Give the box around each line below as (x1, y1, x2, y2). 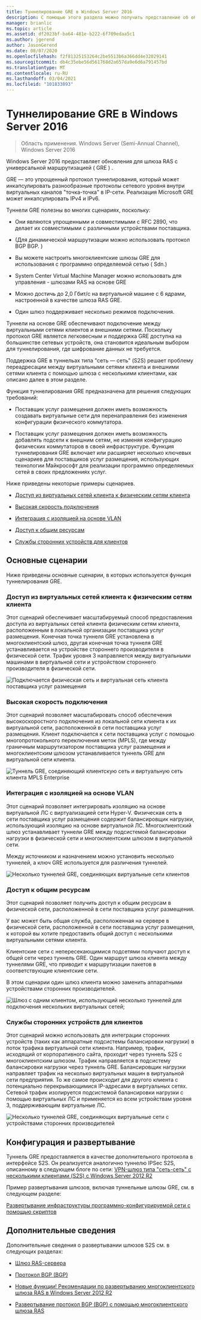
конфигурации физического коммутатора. (14, 418, 123, 425)
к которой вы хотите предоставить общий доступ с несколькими (6, 929, 173, 937)
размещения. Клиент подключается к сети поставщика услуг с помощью (6, 730, 194, 738)
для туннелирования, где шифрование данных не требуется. (6, 345, 162, 352)
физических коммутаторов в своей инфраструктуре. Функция (14, 442, 175, 450)
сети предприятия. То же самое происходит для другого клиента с (6, 1076, 178, 1084)
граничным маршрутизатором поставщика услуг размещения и (6, 743, 170, 751)
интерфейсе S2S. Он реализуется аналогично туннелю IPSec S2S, (6, 1159, 175, 1167)
